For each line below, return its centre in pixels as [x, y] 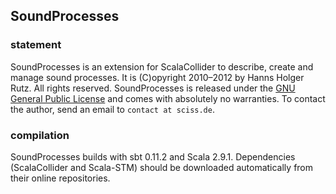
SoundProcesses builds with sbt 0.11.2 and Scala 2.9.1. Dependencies [153, 156]
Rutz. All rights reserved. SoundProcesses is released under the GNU [153, 88]
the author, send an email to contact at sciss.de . [112, 109]
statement [36, 45]
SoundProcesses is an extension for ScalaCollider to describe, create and [162, 66]
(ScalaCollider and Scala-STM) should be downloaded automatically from [162, 167]
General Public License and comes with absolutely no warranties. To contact [168, 98]
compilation [40, 135]
